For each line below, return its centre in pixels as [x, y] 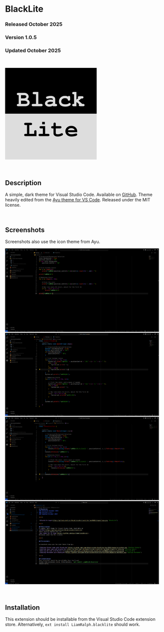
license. [13, 205]
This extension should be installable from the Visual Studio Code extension [80, 619]
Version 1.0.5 [21, 38]
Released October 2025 [34, 24]
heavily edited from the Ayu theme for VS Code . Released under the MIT [78, 200]
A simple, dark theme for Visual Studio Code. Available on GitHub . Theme [79, 195]
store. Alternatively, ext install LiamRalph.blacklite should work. [73, 624]
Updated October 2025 [33, 50]
